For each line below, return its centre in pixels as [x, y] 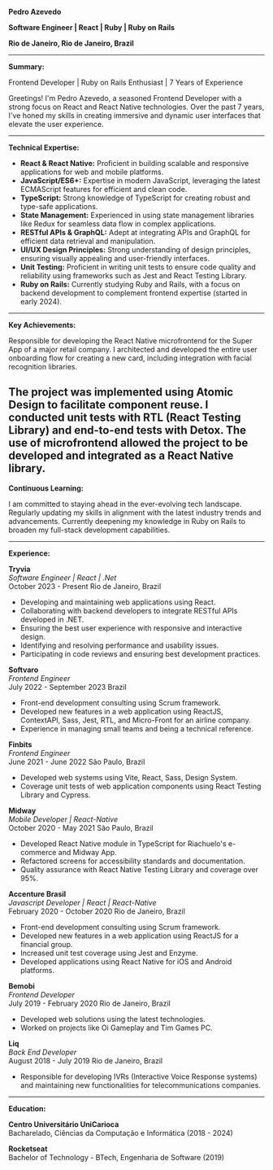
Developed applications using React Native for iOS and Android [126, 961]
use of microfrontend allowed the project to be [128, 443]
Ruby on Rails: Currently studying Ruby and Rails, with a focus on [130, 284]
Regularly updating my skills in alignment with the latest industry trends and [135, 513]
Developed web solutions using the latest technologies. [113, 1019]
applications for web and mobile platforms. [92, 172]
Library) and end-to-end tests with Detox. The [127, 430]
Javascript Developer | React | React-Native [82, 902]
